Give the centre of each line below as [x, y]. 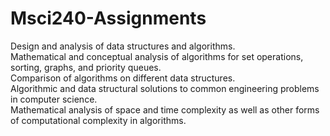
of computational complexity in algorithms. [98, 120]
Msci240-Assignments [108, 18]
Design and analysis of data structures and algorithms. [123, 46]
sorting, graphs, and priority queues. [86, 67]
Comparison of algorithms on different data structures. [123, 78]
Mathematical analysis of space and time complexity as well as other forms [165, 109]
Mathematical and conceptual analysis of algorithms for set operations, [157, 56]
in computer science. [54, 99]
